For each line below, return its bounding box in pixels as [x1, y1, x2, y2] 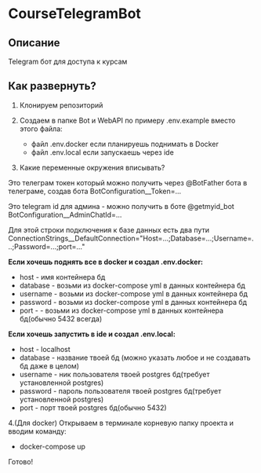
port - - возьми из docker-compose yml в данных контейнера [19, 306, 224, 315]
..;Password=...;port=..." [8, 241, 85, 251]
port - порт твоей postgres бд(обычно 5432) [19, 402, 167, 412]
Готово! [8, 456, 34, 466]
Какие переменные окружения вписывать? [19, 163, 165, 172]
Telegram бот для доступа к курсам [8, 57, 128, 66]
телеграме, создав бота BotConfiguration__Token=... [8, 186, 182, 196]
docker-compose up [19, 442, 86, 451]
